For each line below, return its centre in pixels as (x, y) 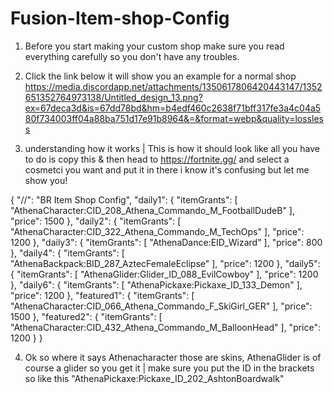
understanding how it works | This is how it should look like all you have (172, 148)
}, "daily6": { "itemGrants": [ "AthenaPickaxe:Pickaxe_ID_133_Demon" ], (156, 284)
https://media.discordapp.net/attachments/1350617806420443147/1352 (173, 86)
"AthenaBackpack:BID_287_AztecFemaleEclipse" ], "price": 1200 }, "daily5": (165, 263)
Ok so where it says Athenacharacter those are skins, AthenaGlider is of (173, 357)
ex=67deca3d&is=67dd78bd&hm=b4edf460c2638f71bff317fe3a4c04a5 (173, 108)
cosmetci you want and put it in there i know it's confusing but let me (167, 169)
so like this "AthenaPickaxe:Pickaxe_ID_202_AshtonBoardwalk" (154, 378)
